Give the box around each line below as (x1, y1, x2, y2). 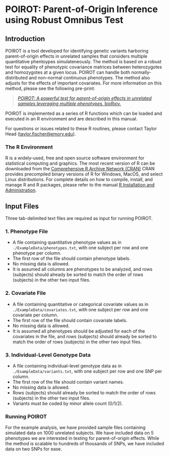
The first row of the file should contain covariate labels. (12, 317, 128, 323)
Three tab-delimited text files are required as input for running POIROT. (5, 215, 153, 221)
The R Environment (5, 143, 53, 150)
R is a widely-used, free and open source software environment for (5, 155, 145, 161)
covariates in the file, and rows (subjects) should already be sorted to (12, 333, 157, 339)
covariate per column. (12, 312, 59, 318)
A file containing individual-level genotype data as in (12, 363, 122, 369)
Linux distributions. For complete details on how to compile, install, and (5, 176, 153, 183)
